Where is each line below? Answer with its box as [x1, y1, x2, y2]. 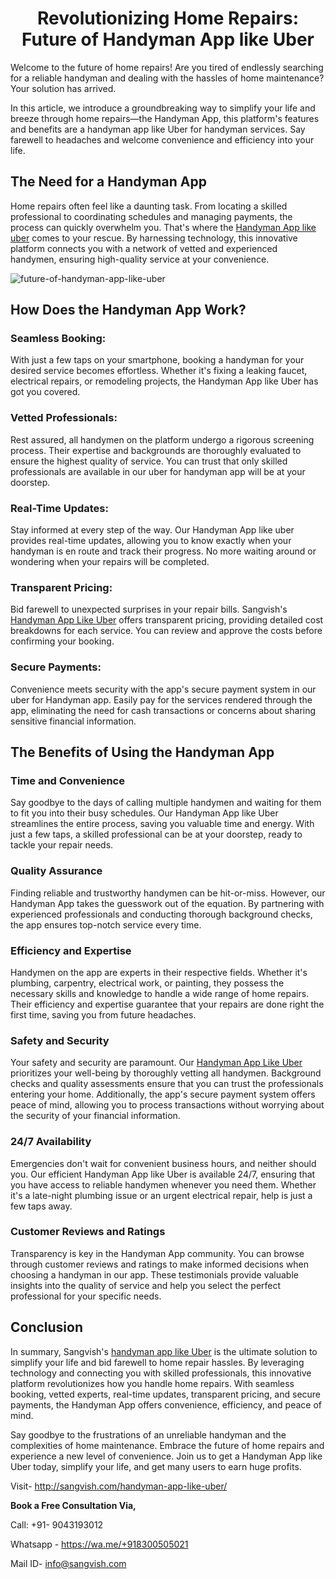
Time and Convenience [10, 773, 125, 787]
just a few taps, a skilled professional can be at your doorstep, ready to [10, 828, 303, 841]
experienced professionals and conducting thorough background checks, [10, 908, 313, 920]
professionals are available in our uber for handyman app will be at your [10, 465, 306, 477]
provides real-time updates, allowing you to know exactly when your [10, 535, 292, 547]
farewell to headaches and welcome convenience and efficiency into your [10, 133, 315, 146]
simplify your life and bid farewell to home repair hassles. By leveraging [10, 1356, 305, 1368]
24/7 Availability [10, 1135, 92, 1149]
